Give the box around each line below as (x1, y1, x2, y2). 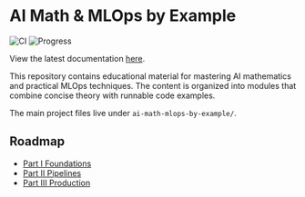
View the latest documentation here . (9, 53, 146, 64)
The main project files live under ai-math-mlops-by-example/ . (9, 107, 237, 118)
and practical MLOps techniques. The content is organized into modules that (9, 80, 297, 91)
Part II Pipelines (22, 167, 82, 178)
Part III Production (22, 177, 91, 188)
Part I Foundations (22, 158, 92, 169)
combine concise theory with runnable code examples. (9, 90, 216, 101)
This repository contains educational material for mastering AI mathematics (9, 70, 291, 82)
